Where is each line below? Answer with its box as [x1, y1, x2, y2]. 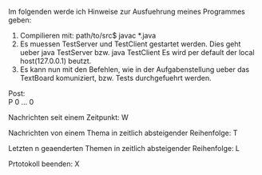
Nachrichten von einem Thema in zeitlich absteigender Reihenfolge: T [8, 128, 238, 137]
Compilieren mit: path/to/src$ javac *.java [19, 31, 157, 40]
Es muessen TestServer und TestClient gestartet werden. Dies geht [19, 39, 241, 49]
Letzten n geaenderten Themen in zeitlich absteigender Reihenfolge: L [8, 144, 240, 153]
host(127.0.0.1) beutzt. [19, 56, 92, 66]
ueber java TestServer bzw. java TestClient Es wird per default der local [19, 48, 255, 57]
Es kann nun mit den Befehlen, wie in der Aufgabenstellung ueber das [19, 65, 250, 74]
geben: [8, 15, 32, 25]
